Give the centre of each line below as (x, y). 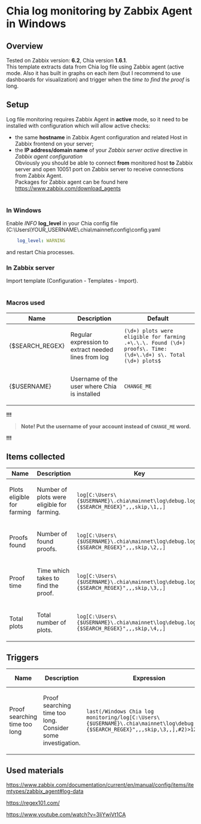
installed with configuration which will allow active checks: (78, 126)
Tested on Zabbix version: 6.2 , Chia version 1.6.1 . (67, 60)
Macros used (26, 303)
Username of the (94, 378)
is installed (85, 393)
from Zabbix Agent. (39, 175)
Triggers (22, 657)
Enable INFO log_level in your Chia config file (62, 223)
